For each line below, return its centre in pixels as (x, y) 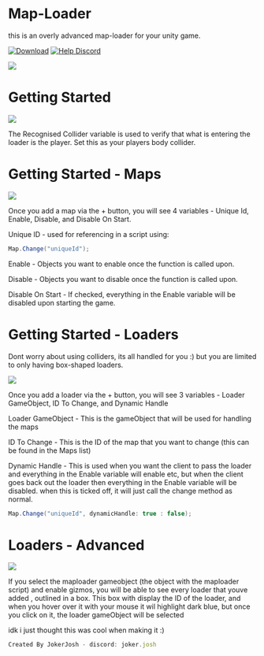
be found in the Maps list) (50, 450)
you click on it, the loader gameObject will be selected (96, 615)
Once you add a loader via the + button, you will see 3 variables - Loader (126, 395)
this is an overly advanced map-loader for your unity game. (104, 35)
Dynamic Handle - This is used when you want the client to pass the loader (130, 465)
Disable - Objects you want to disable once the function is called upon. (123, 279)
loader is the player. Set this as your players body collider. (102, 142)
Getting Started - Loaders (93, 334)
